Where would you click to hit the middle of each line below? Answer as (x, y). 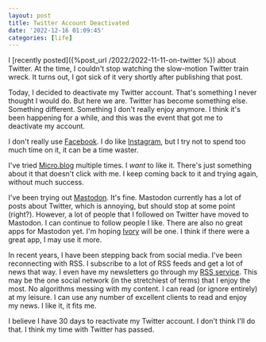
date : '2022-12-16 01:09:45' (56, 30)
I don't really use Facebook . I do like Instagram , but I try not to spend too (127, 142)
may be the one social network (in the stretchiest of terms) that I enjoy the (129, 281)
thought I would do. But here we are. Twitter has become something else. (128, 101)
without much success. (46, 183)
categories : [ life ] (40, 38)
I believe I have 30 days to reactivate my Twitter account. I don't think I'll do (132, 321)
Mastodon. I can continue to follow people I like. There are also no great (126, 223)
